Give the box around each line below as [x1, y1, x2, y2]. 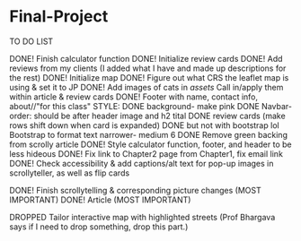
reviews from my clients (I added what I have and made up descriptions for [9, 63, 287, 73]
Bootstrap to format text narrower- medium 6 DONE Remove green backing [9, 129, 288, 140]
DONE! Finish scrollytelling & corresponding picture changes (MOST [9, 185, 262, 195]
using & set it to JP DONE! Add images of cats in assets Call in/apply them [9, 82, 284, 92]
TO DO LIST [9, 36, 54, 47]
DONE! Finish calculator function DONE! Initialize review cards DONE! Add [9, 53, 283, 64]
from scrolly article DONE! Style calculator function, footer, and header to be [9, 139, 292, 150]
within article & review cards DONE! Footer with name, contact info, [9, 91, 259, 102]
